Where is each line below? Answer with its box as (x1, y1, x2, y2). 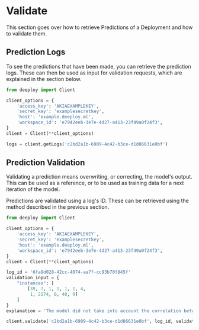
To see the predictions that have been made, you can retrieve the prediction (6, 63, 191, 70)
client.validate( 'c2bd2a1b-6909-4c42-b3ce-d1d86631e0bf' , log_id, (6, 318, 174, 325)
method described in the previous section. (6, 203, 110, 211)
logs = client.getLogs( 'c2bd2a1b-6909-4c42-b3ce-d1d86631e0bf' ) (6, 141, 168, 147)
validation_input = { (6, 275, 60, 281)
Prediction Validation (6, 158, 85, 168)
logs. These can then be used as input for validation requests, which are (6, 69, 182, 76)
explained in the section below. (6, 75, 82, 82)
